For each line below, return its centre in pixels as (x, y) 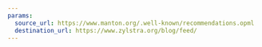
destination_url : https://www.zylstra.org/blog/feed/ (106, 30)
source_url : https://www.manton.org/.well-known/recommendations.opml (135, 23)
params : (20, 16)
